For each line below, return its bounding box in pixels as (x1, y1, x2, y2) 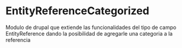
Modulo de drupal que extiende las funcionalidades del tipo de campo (5, 24, 177, 31)
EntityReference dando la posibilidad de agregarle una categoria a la (5, 30, 173, 37)
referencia (5, 36, 31, 43)
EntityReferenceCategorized (5, 4, 149, 18)
